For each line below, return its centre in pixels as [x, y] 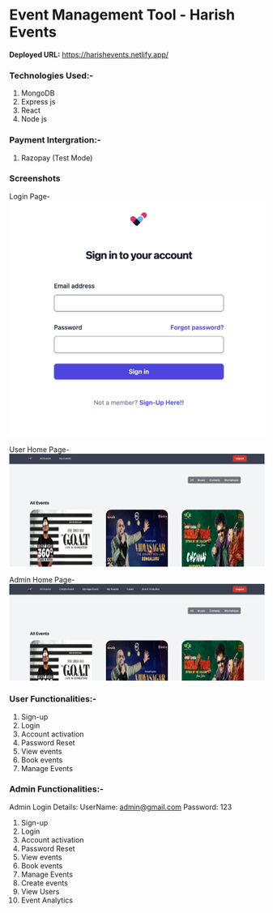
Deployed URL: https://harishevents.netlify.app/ [89, 54]
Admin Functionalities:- [57, 789]
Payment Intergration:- [55, 140]
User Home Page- [39, 449]
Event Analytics [47, 900]
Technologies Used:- [51, 75]
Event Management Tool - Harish [122, 15]
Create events [44, 883]
